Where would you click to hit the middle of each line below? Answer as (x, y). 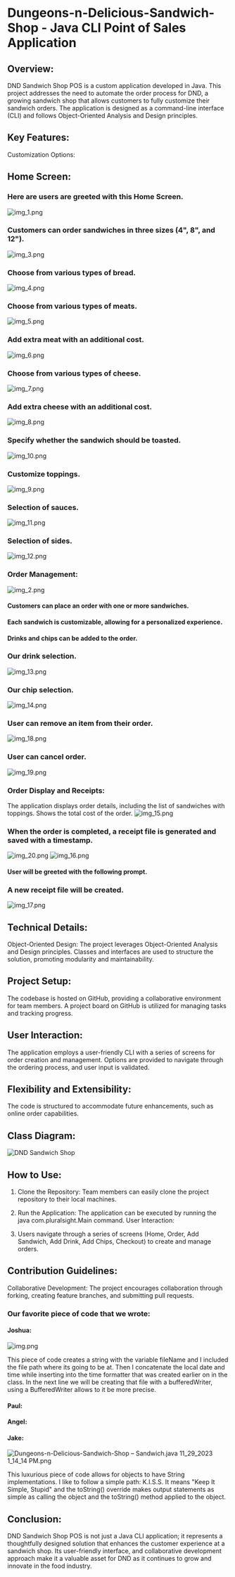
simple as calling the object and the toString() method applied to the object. (117, 1497)
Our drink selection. (42, 656)
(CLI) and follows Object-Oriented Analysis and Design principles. (103, 115)
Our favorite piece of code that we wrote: (79, 1313)
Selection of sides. (40, 541)
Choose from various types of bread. (71, 272)
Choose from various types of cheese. (74, 373)
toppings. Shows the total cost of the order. (70, 813)
